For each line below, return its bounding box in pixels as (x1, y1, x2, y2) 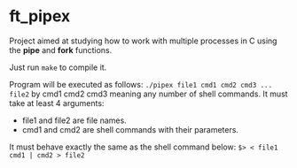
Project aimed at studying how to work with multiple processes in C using (9, 35, 277, 46)
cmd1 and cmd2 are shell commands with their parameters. (21, 124, 239, 134)
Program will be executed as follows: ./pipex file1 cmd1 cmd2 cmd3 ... (9, 79, 273, 89)
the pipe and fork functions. (9, 44, 113, 55)
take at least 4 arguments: (9, 97, 105, 108)
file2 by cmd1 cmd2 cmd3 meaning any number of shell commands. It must (9, 88, 288, 99)
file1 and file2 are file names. (21, 115, 127, 126)
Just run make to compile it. (9, 62, 107, 73)
